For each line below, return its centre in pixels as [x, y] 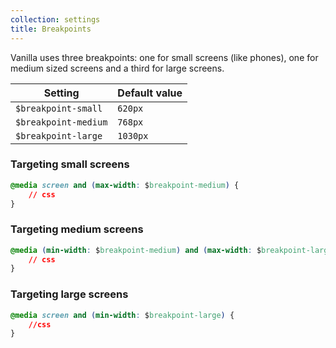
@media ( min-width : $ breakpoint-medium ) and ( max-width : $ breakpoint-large [171, 250]
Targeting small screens [70, 164]
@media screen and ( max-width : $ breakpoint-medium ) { [125, 185]
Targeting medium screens [77, 229]
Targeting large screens [69, 294]
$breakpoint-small [59, 108]
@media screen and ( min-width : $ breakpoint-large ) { [122, 315]
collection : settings [55, 19]
